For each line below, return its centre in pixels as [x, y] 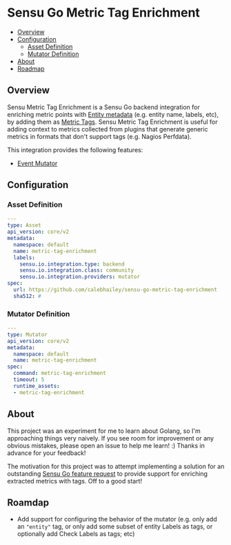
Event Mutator [37, 163]
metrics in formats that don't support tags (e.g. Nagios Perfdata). [99, 136]
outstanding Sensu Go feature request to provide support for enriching [108, 473]
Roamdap [28, 502]
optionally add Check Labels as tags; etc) [76, 534]
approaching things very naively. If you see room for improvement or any [111, 438]
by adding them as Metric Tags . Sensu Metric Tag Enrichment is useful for [112, 122]
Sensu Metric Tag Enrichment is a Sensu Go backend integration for [103, 107]
